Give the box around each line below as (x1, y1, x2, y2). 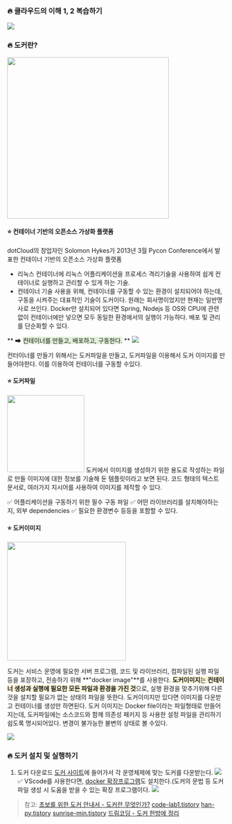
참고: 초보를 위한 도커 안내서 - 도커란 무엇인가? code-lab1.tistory (24, 800, 199, 808)
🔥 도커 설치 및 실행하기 (7, 751, 78, 761)
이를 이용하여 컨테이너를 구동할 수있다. (38, 359, 143, 368)
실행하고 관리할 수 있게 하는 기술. (41, 278, 130, 287)
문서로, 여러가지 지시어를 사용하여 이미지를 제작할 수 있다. (7, 483, 163, 491)
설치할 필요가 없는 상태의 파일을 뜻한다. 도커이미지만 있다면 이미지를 (19, 693, 203, 701)
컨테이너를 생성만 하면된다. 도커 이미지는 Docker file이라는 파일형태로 (14, 701, 203, 710)
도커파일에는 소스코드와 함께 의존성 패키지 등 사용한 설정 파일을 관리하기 (27, 710, 222, 719)
